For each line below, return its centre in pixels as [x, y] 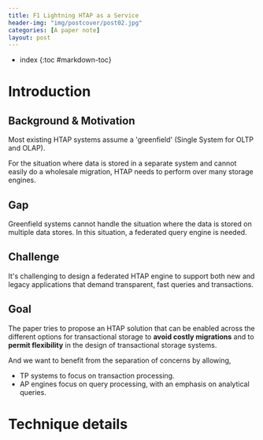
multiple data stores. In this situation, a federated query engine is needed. [128, 233]
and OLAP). [27, 148]
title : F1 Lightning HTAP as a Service [74, 15]
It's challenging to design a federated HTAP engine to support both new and [131, 276]
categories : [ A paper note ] [54, 30]
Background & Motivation [72, 120]
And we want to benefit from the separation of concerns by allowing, [120, 360]
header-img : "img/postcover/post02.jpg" [76, 23]
